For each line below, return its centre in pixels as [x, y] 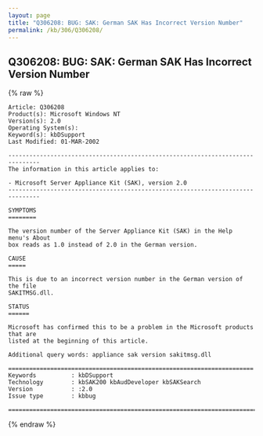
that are [22, 335]
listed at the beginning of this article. [78, 341]
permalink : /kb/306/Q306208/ [56, 30]
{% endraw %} [32, 424]
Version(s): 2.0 [34, 121]
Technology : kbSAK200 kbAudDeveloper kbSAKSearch [104, 383]
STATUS [19, 307]
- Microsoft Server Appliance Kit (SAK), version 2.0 [98, 183]
